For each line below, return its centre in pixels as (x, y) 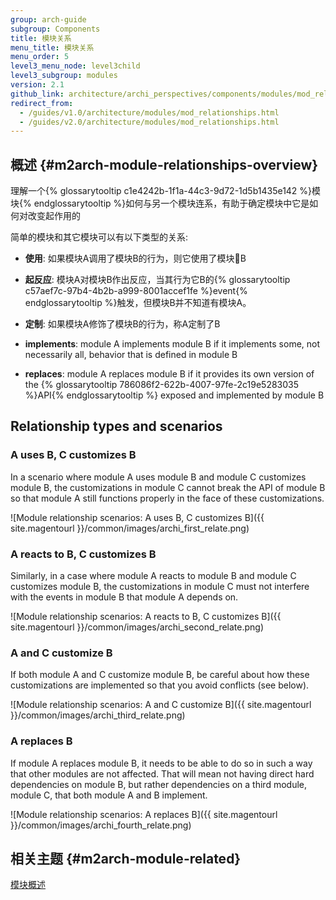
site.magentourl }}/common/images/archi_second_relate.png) (137, 627)
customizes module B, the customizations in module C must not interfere (160, 587)
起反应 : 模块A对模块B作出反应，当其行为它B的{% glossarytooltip (157, 280)
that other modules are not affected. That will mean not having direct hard (162, 773)
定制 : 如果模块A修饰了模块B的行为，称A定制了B (122, 324)
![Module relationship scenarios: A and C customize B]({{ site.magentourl (161, 705)
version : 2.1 (37, 85)
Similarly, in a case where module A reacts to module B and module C (153, 576)
